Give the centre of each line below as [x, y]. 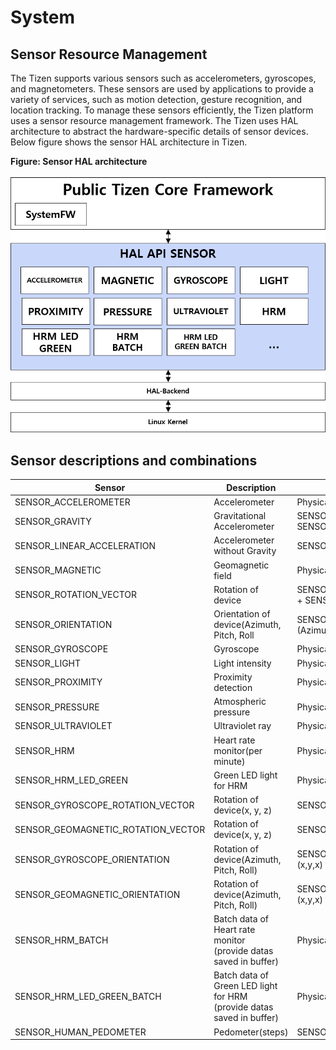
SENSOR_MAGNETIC [58, 570]
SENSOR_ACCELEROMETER [72, 502]
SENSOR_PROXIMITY [58, 682]
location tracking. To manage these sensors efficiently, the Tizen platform [162, 110]
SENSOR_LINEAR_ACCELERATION [85, 545]
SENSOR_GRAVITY [53, 521]
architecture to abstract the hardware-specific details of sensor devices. [159, 131]
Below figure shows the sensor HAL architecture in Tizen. [129, 142]
